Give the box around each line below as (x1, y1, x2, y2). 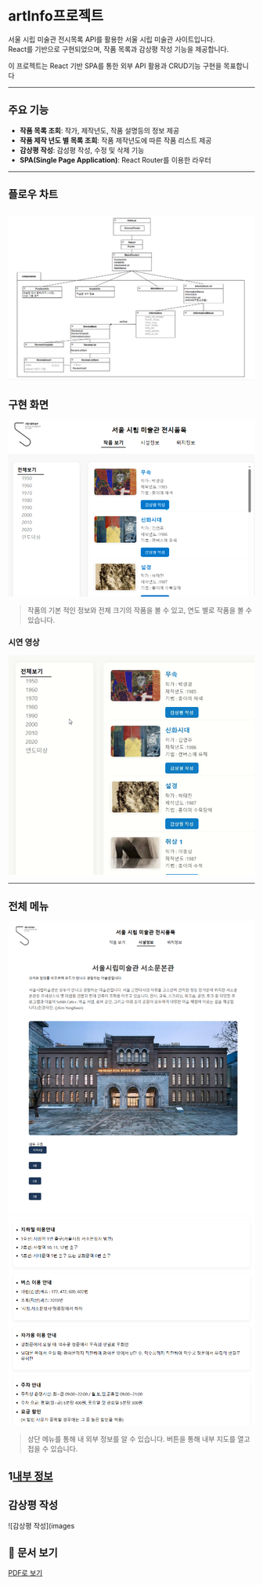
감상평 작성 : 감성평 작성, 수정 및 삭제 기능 (19, 145, 145, 155)
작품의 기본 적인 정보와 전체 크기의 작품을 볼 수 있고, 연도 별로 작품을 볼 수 (27, 605, 253, 614)
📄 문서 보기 (8, 1547, 59, 1559)
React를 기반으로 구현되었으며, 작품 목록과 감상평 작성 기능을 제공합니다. (8, 44, 229, 53)
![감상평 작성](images (8, 1521, 75, 1530)
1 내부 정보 (8, 1469, 53, 1483)
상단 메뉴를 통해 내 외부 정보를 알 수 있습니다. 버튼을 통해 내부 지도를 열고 (27, 1434, 250, 1444)
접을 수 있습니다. (27, 1445, 78, 1454)
